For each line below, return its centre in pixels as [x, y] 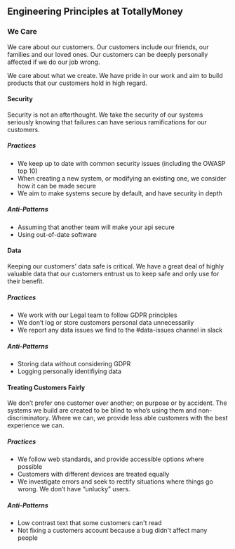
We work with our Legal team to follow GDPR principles [97, 315]
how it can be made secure [57, 186]
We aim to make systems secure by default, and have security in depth [120, 193]
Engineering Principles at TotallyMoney [95, 12]
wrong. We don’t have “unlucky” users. [74, 489]
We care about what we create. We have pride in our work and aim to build [115, 75]
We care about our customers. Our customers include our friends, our [108, 47]
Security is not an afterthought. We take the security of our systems [105, 115]
